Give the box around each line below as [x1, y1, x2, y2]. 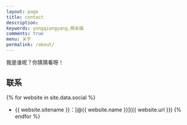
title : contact [6, 14, 44, 20]
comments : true [6, 31, 44, 37]
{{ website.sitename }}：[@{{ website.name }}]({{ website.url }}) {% [14, 106, 182, 113]
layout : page [6, 8, 39, 15]
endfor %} [14, 113, 40, 120]
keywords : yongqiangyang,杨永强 [6, 25, 84, 31]
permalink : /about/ [6, 42, 55, 48]
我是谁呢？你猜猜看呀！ [6, 59, 64, 66]
